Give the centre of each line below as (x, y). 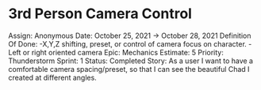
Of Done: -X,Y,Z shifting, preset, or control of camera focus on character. (128, 43)
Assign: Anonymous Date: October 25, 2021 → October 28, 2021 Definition (130, 36)
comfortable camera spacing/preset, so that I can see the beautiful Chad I (129, 69)
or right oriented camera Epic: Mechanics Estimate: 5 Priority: (123, 52)
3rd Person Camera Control (100, 14)
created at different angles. (52, 77)
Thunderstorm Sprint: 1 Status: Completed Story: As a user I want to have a (131, 61)
